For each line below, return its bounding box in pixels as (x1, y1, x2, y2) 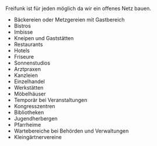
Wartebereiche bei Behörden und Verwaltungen (13, 127, 129, 134)
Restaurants (13, 41, 43, 48)
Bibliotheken (13, 109, 44, 116)
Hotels (13, 47, 30, 54)
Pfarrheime (13, 122, 41, 128)
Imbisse (13, 29, 33, 35)
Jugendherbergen (13, 115, 58, 122)
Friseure (13, 54, 34, 60)
